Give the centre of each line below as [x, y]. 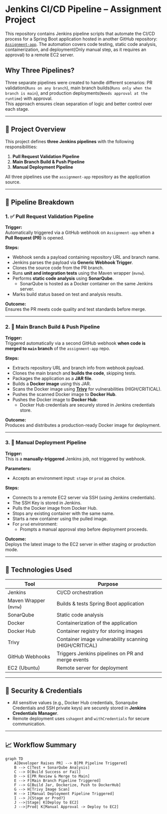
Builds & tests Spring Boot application [100, 604]
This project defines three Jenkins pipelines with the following [70, 141]
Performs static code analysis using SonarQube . [63, 278]
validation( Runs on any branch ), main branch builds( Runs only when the [78, 88]
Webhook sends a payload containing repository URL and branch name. [86, 257]
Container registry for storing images [100, 631]
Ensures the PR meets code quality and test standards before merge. [76, 309]
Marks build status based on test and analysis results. [67, 294]
